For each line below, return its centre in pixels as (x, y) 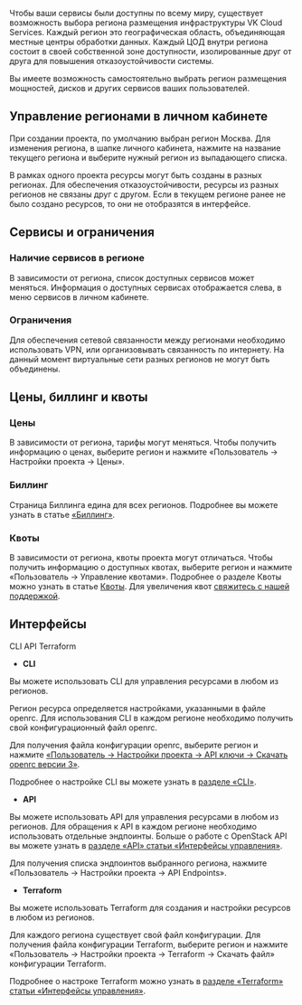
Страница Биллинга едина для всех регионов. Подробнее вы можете (144, 504)
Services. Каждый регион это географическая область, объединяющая (147, 32)
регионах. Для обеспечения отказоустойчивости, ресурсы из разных (144, 184)
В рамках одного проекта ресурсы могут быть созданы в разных (136, 174)
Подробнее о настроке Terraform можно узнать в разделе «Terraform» (146, 981)
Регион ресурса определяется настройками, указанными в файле (138, 708)
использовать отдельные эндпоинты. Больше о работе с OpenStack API (148, 836)
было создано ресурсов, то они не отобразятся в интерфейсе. (130, 203)
